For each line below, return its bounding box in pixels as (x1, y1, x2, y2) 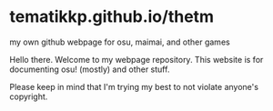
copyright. (9, 91, 48, 102)
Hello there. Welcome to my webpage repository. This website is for (9, 54, 264, 65)
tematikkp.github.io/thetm (9, 6, 215, 27)
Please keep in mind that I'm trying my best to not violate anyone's (9, 81, 259, 92)
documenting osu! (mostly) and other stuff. (9, 64, 170, 75)
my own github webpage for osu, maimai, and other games (9, 36, 230, 47)
